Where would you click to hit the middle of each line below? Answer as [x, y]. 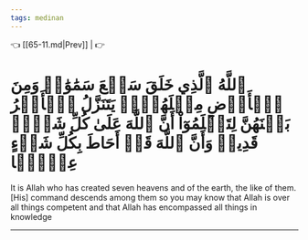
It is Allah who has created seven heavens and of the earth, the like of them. [154, 187]
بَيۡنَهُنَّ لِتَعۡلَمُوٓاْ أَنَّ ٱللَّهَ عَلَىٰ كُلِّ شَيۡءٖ [150, 123]
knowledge [32, 216]
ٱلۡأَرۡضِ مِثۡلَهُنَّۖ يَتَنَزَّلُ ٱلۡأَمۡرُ [147, 104]
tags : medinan [37, 18]
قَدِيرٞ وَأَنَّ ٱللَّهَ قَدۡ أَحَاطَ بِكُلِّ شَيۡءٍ [134, 143]
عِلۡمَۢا [44, 162]
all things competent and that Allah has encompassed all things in [134, 207]
